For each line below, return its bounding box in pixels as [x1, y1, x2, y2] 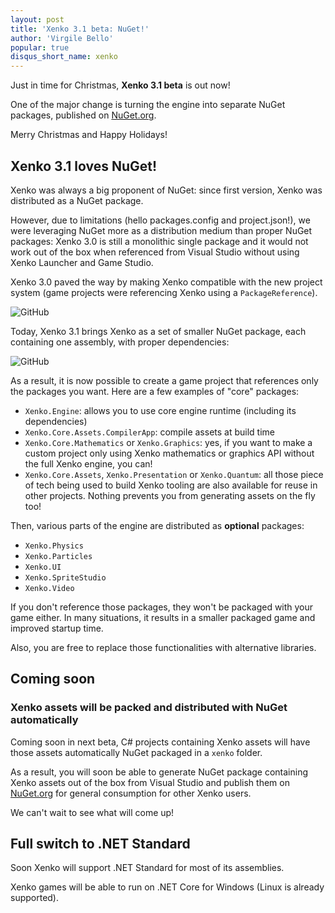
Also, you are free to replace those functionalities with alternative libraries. [10, 641, 317, 653]
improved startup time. [10, 622, 104, 634]
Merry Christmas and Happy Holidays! [10, 129, 168, 141]
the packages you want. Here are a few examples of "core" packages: [10, 385, 300, 397]
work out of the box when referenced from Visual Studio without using [10, 246, 300, 258]
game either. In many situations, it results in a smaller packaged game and [10, 611, 316, 623]
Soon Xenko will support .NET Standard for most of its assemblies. [10, 862, 285, 874]
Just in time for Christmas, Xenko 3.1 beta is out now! [10, 79, 231, 91]
